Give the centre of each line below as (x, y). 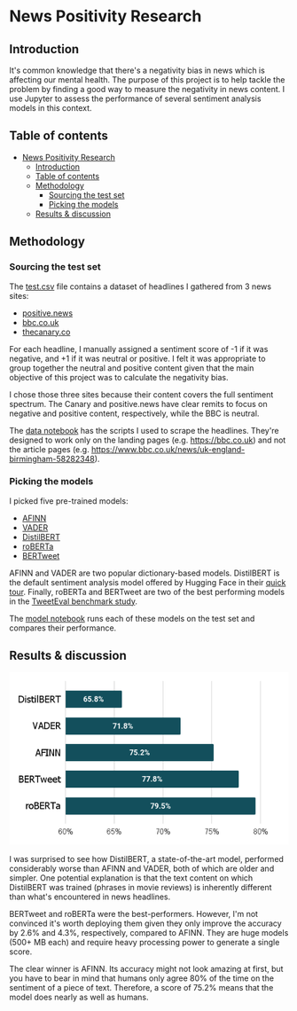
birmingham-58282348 (52, 458)
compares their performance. (63, 628)
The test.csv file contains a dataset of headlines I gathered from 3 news (141, 286)
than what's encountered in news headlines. (90, 897)
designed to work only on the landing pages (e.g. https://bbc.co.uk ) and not (148, 440)
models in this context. (51, 108)
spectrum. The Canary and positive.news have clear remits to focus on (138, 404)
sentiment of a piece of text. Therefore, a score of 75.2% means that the (141, 988)
